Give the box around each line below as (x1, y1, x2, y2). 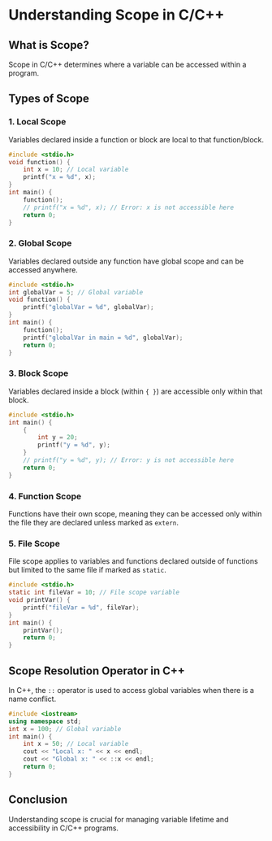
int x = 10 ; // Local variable (23, 165, 129, 174)
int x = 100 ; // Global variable (8, 725, 122, 733)
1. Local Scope (8, 116, 67, 128)
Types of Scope (8, 92, 89, 106)
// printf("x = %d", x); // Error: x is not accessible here (23, 203, 234, 211)
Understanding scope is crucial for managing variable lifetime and (8, 814, 229, 824)
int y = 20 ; (37, 434, 79, 442)
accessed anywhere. (8, 264, 79, 274)
